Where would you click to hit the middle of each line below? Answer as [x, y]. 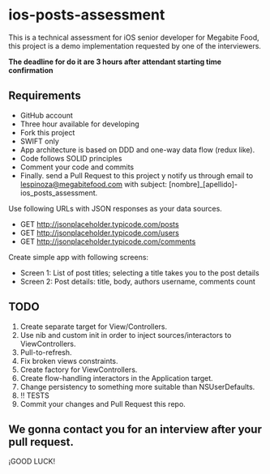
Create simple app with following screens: [78, 257]
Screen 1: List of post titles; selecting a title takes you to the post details [139, 272]
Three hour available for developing [79, 124]
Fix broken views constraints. [69, 361]
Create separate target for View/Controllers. [94, 327]
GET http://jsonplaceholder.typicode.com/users [100, 233]
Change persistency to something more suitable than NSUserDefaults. [137, 386]
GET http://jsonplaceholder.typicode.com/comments [108, 241]
